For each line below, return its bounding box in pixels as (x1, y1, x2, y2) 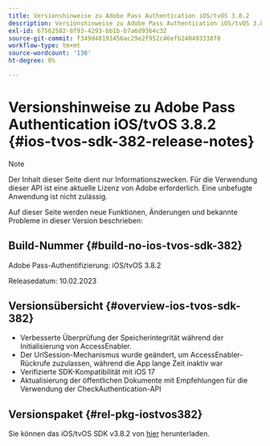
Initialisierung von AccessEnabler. (19, 342, 133, 351)
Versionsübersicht (8, 299, 104, 313)
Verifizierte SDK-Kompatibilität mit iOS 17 (19, 367, 155, 377)
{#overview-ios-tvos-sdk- (105, 299, 241, 313)
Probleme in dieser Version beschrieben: (8, 215, 143, 225)
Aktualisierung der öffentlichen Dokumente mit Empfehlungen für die (19, 375, 248, 386)
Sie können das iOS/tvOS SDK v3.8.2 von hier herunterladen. (8, 429, 211, 439)
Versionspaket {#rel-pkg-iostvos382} (8, 407, 203, 421)
